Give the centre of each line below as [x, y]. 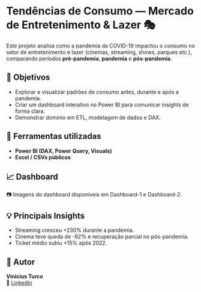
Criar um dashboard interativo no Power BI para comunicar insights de [102, 105]
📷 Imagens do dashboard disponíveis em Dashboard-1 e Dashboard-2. [94, 195]
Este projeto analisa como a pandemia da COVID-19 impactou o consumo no [100, 46]
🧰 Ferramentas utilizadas [54, 136]
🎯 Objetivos [28, 77]
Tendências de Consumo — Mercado [100, 11]
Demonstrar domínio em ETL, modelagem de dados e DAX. [88, 117]
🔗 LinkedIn [19, 283]
